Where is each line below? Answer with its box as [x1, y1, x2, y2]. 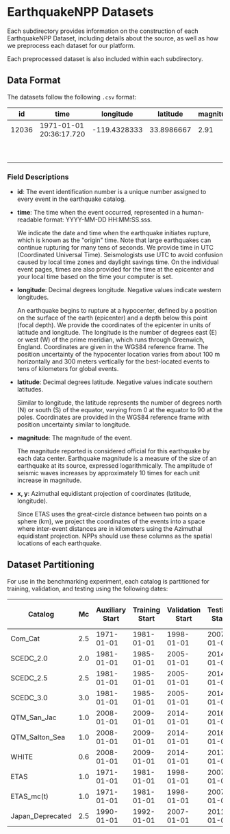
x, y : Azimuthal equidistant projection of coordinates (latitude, [16, 490, 192, 498]
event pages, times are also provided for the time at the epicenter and [16, 265, 214, 274]
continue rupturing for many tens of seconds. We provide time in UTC [16, 243, 214, 252]
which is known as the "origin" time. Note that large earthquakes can [16, 236, 212, 244]
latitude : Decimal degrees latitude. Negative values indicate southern [16, 378, 214, 386]
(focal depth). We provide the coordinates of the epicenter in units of [16, 321, 212, 329]
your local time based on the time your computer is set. [16, 272, 173, 281]
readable [16, 215, 42, 224]
